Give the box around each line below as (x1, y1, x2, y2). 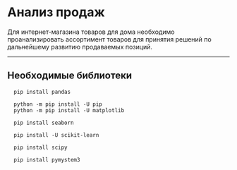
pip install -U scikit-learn (13, 131, 99, 138)
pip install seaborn (13, 119, 74, 126)
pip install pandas (13, 88, 71, 95)
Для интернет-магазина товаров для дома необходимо (7, 28, 175, 36)
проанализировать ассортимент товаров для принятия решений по (7, 35, 212, 43)
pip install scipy (13, 144, 68, 151)
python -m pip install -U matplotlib (13, 107, 125, 114)
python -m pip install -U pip (13, 100, 102, 108)
